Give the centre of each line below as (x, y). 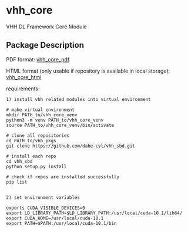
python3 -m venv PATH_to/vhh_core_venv (55, 120)
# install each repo (31, 156)
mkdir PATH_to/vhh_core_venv (42, 115)
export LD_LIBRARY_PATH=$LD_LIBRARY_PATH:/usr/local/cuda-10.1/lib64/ (94, 213)
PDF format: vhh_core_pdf (38, 59)
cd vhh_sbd (19, 161)
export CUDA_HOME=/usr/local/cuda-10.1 (55, 218)
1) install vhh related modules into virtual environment (78, 99)
